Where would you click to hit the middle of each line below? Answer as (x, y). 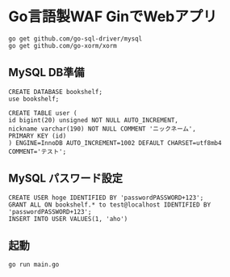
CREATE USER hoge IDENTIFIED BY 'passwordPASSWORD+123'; (106, 198)
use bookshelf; (34, 99)
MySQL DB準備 (46, 72)
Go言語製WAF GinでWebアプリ (113, 17)
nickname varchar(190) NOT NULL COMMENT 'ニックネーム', (102, 129)
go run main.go (34, 265)
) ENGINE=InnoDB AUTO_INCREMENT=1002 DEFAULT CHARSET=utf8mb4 (115, 143)
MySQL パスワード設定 (66, 179)
